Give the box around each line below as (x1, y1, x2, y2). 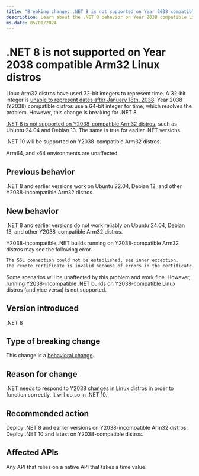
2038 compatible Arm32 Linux (6, 57, 160, 71)
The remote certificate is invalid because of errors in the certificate (6, 263, 192, 269)
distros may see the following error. (6, 245, 93, 253)
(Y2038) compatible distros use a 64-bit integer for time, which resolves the (6, 103, 192, 110)
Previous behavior (6, 167, 75, 177)
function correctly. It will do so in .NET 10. (6, 391, 108, 398)
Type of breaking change (6, 336, 101, 346)
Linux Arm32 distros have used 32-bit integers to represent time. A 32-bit (6, 90, 186, 97)
